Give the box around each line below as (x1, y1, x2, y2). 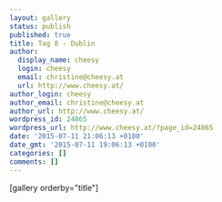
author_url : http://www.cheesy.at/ (9, 106, 145, 116)
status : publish (9, 22, 71, 31)
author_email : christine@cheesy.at (9, 97, 145, 107)
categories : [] (9, 148, 67, 157)
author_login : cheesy (9, 89, 92, 98)
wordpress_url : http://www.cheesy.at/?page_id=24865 (9, 124, 214, 133)
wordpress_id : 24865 (9, 115, 88, 124)
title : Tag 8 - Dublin (9, 38, 96, 48)
